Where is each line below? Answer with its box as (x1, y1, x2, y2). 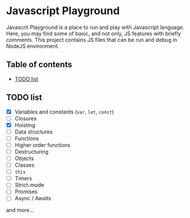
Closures (14, 115, 37, 122)
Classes (14, 161, 34, 169)
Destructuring (14, 148, 49, 155)
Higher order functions (14, 141, 70, 148)
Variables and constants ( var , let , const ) (14, 108, 114, 115)
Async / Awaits (14, 195, 51, 202)
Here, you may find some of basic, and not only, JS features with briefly (6, 30, 182, 37)
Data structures (14, 128, 53, 135)
